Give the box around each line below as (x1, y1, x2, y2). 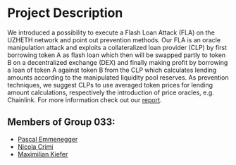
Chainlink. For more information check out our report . (7, 95, 162, 104)
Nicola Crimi (17, 142, 54, 151)
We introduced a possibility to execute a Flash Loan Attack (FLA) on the (7, 28, 215, 37)
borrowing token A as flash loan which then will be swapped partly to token (7, 51, 226, 59)
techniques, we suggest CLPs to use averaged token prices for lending (7, 80, 213, 89)
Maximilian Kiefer (17, 149, 68, 158)
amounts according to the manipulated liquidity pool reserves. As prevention (7, 73, 229, 82)
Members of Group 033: (7, 116, 116, 128)
